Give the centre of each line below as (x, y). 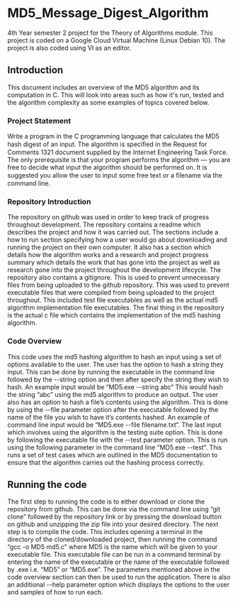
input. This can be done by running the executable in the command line (111, 371)
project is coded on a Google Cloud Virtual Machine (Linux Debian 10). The (116, 40)
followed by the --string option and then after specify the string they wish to (118, 379)
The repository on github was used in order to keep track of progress (108, 217)
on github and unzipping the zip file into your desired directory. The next (113, 524)
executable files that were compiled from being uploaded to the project (111, 293)
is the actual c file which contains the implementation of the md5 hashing (114, 315)
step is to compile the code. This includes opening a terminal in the (105, 532)
